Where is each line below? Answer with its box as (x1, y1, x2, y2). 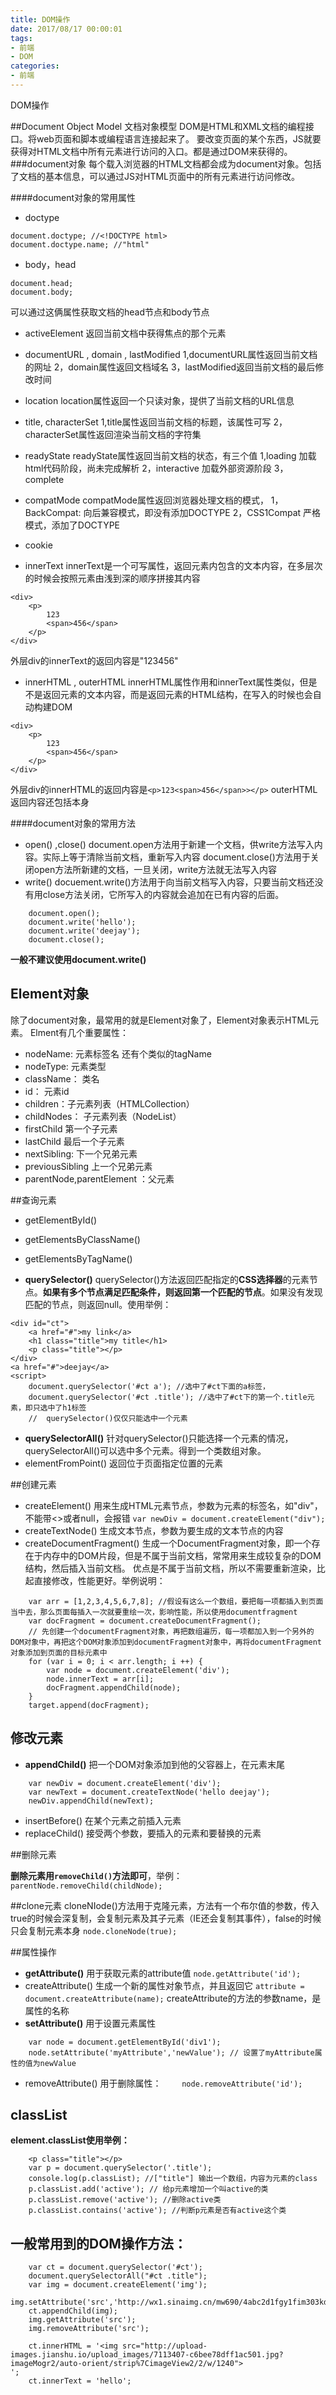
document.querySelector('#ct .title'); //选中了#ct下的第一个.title (28, 1392, 308, 1402)
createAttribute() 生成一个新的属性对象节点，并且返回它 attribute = (24, 1979, 305, 1991)
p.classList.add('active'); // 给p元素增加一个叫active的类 (28, 2184, 269, 2195)
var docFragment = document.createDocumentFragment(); (28, 1616, 262, 1626)
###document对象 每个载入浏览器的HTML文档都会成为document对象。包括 (10, 157, 322, 170)
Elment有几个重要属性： (29, 1026, 130, 1038)
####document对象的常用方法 (10, 817, 136, 829)
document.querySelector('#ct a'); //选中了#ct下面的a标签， (28, 1381, 270, 1391)
